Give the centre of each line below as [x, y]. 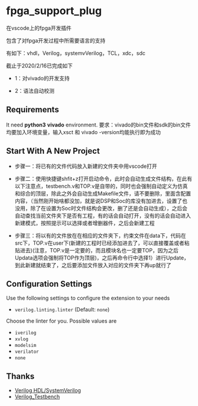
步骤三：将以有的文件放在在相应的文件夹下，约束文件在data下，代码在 [100, 235]
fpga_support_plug [54, 11]
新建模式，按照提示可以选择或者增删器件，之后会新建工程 [85, 223]
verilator [27, 352]
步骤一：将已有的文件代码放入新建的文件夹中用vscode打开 [86, 166]
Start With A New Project [53, 151]
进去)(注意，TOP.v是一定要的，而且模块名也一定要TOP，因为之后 [99, 250]
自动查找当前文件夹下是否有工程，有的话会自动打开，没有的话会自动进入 [103, 215]
